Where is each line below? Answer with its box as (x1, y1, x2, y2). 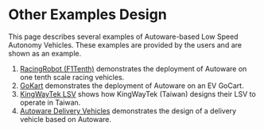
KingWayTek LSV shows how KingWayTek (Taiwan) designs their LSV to (19, 89, 256, 98)
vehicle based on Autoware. (19, 114, 112, 124)
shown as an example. (8, 48, 82, 58)
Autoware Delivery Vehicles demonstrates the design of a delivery (19, 105, 237, 116)
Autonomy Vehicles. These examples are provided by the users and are (8, 40, 243, 49)
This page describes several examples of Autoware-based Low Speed (8, 32, 239, 41)
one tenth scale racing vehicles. (19, 72, 125, 82)
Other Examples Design (8, 6, 167, 24)
